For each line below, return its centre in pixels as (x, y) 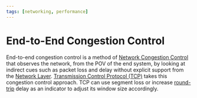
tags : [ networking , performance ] (47, 12)
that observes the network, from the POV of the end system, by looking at (96, 63)
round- (182, 82)
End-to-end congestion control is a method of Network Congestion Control (97, 57)
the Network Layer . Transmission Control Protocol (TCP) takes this (87, 76)
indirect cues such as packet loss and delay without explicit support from (95, 70)
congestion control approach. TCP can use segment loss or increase (89, 82)
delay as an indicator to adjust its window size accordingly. (87, 89)
